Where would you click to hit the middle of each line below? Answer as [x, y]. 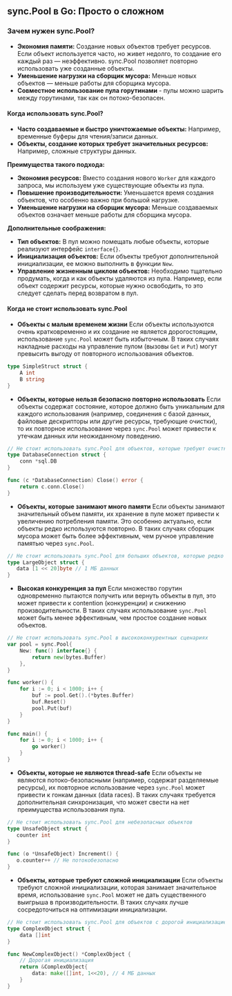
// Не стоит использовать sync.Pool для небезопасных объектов [100, 822]
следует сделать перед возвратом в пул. [78, 293]
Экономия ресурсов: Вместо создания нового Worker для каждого [116, 178]
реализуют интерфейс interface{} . [69, 249]
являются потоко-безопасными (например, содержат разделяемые [118, 780]
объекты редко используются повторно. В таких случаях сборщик [116, 528]
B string [32, 379]
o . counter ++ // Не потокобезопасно [67, 861]
